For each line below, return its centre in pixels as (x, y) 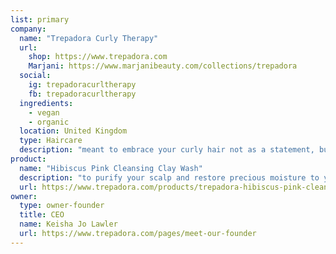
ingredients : (46, 103)
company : (28, 29)
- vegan (44, 112)
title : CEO (42, 215)
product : (28, 159)
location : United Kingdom (73, 131)
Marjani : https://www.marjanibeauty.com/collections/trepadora (163, 66)
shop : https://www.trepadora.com (98, 57)
